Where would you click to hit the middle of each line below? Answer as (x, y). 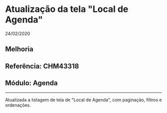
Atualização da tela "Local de (67, 9)
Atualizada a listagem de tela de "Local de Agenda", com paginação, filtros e (84, 100)
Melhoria (19, 49)
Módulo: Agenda (32, 83)
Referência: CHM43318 (42, 66)
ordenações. (18, 105)
